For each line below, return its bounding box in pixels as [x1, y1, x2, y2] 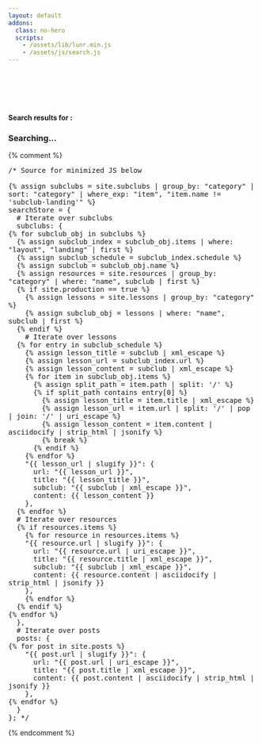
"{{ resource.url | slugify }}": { [25, 539, 163, 548]
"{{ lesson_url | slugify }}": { [25, 459, 155, 469]
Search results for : [8, 113, 73, 122]
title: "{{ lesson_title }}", [32, 475, 150, 485]
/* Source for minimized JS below [8, 166, 142, 175]
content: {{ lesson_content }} [32, 491, 155, 500]
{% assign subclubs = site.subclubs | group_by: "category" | [8, 182, 255, 191]
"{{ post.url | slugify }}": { [25, 650, 146, 659]
